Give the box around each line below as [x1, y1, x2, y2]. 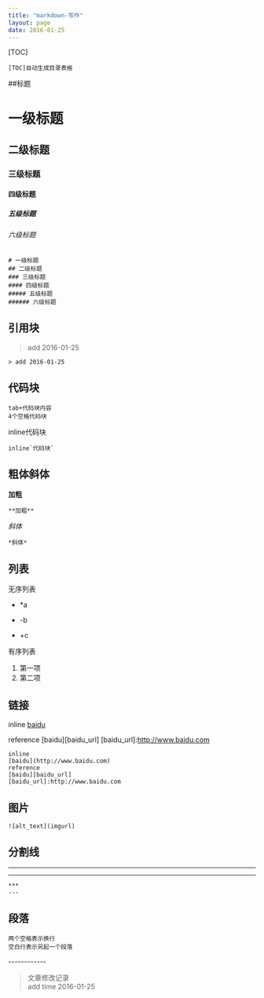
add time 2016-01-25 [27, 982, 96, 991]
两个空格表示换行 [8, 934, 56, 942]
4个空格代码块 [8, 412, 47, 420]
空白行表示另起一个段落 [8, 943, 73, 951]
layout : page [8, 19, 51, 27]
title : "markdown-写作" [8, 11, 84, 20]
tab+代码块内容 [8, 404, 53, 412]
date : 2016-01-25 [8, 26, 65, 34]
